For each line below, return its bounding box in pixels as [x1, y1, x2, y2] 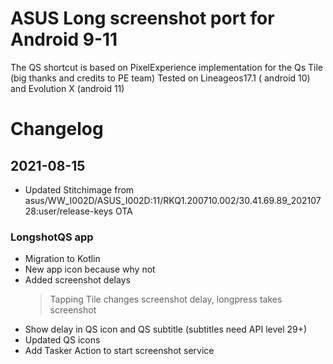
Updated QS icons [24, 334, 101, 346]
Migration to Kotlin [24, 253, 101, 265]
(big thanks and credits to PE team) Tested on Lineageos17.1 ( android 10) [10, 72, 311, 84]
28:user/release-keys [24, 205, 113, 217]
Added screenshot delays [24, 274, 131, 286]
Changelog [10, 118, 104, 141]
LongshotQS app [10, 230, 94, 244]
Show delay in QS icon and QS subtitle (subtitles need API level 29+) [24, 323, 308, 336]
